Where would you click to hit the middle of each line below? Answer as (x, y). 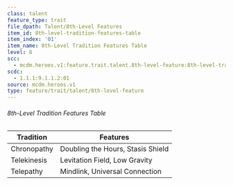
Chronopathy (32, 149)
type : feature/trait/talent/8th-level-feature (76, 91)
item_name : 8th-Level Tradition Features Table (77, 46)
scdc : (15, 71)
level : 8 (20, 53)
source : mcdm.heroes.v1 (42, 85)
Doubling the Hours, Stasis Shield (114, 149)
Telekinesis (29, 160)
